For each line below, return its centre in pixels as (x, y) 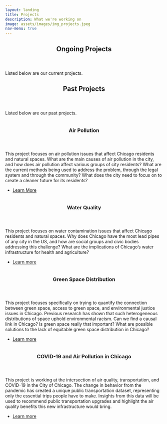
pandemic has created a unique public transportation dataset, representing (82, 390)
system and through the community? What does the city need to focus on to (84, 175)
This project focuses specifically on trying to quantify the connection (76, 303)
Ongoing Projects (84, 49)
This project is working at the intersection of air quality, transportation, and (82, 380)
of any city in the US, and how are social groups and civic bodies (72, 241)
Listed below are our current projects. (44, 73)
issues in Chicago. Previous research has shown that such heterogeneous (81, 313)
